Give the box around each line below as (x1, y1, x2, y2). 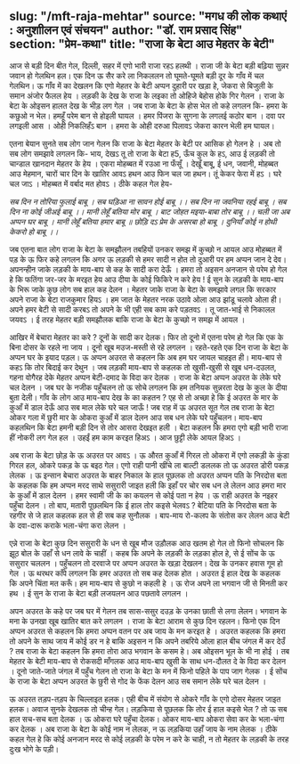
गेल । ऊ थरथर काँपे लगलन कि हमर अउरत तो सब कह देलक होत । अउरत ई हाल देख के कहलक (9, 567, 281, 579)
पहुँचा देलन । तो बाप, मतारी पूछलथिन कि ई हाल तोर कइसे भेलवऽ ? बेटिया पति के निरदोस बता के (9, 500, 278, 510)
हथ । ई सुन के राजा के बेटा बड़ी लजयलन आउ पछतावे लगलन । (9, 588, 189, 598)
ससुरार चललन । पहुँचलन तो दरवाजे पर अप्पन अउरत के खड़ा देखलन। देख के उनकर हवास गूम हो (9, 557, 283, 568)
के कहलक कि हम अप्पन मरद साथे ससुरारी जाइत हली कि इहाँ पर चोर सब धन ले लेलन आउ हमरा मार (9, 480, 287, 491)
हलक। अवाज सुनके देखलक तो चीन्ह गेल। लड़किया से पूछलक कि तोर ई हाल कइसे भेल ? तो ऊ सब (9, 703, 288, 714)
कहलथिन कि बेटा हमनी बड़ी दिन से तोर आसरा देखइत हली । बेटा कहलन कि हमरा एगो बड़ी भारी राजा (9, 422, 288, 433)
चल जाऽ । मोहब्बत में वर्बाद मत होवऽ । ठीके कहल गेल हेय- (9, 178, 174, 189)
